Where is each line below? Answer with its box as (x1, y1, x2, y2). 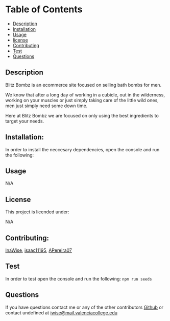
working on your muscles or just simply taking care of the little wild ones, (5, 97, 159, 103)
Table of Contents (5, 4, 83, 15)
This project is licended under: (5, 209, 69, 215)
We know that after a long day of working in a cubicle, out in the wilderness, (5, 91, 165, 98)
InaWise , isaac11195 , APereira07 (5, 247, 72, 253)
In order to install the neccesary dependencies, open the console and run (5, 146, 160, 152)
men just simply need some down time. (5, 103, 88, 109)
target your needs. (5, 118, 44, 124)
